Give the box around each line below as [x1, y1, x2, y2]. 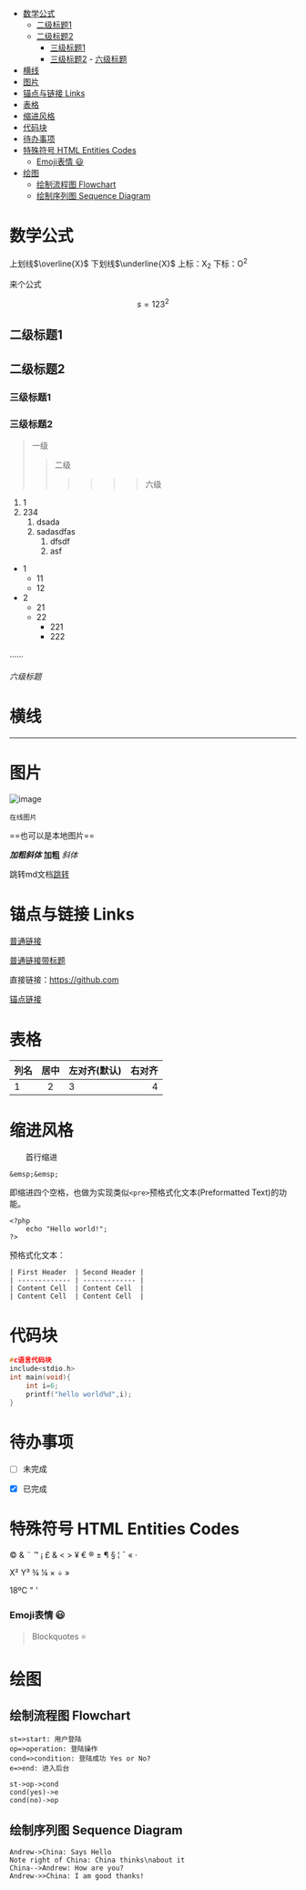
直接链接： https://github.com [9, 974, 119, 985]
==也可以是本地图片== [9, 829, 96, 841]
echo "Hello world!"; [25, 1225, 107, 1234]
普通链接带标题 [9, 955, 66, 966]
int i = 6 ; [25, 1381, 59, 1390]
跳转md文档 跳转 [9, 868, 70, 879]
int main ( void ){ [9, 1373, 71, 1382]
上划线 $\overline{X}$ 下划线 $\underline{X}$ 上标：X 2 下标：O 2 [9, 256, 248, 271]
